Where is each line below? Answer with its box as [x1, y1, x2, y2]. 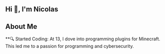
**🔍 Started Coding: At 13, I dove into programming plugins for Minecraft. [5, 36, 160, 42]
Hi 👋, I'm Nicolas [5, 5, 59, 14]
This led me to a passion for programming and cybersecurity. [5, 43, 134, 49]
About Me [5, 22, 37, 31]
